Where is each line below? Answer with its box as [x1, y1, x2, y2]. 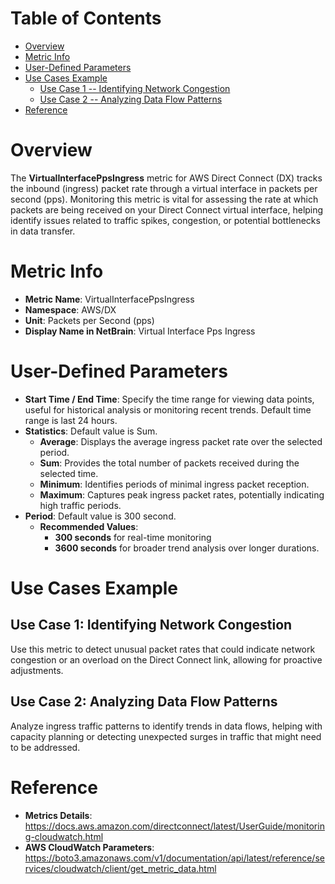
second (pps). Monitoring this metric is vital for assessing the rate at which [10, 193, 319, 205]
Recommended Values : [39, 520, 139, 532]
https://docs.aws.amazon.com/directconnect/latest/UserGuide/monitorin [24, 820, 325, 832]
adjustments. [10, 664, 64, 676]
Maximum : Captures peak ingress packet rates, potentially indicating [39, 488, 325, 501]
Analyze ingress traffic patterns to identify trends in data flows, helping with [10, 720, 323, 732]
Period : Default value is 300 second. [24, 510, 177, 522]
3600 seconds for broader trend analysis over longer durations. [54, 542, 320, 554]
